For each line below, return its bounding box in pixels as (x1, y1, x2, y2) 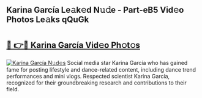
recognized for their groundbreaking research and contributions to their (6, 79, 187, 86)
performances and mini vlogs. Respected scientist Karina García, (6, 73, 170, 80)
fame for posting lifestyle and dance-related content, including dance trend (6, 66, 196, 73)
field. (6, 86, 20, 92)
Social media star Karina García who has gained (67, 59, 188, 66)
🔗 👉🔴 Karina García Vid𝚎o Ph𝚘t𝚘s (6, 40, 141, 50)
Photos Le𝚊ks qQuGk (6, 15, 89, 25)
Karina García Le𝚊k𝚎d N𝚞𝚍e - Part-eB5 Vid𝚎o (6, 5, 184, 15)
